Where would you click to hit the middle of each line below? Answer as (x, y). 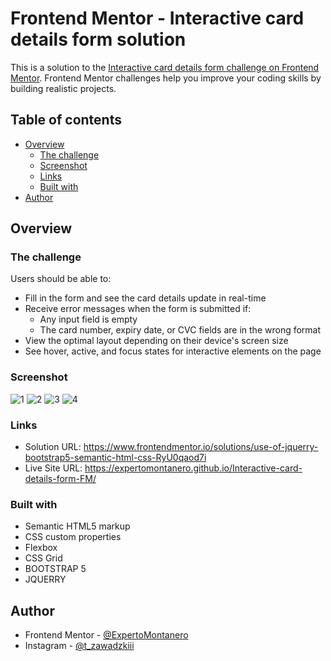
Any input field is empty (88, 319)
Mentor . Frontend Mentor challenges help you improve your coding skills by (166, 78)
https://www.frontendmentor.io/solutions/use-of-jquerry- (201, 447)
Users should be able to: (61, 279)
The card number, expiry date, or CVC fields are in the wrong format (180, 330)
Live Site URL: (53, 468)
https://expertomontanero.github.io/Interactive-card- (193, 468)
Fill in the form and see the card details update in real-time (145, 298)
